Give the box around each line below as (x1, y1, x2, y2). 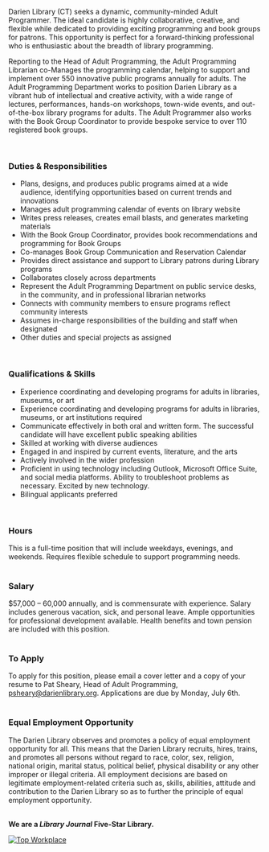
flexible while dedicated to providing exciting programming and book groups (8, 24, 261, 33)
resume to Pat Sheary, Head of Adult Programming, (8, 680, 178, 689)
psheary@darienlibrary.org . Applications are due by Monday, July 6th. (8, 688, 241, 698)
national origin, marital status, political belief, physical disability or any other (8, 760, 259, 771)
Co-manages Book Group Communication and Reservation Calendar (19, 247, 247, 257)
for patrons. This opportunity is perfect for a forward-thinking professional (8, 32, 255, 42)
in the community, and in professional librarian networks (19, 290, 206, 300)
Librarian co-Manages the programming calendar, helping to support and (8, 65, 251, 75)
